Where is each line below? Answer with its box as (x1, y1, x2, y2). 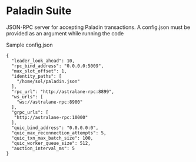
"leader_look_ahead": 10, (11, 58, 75, 64)
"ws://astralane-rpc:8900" (16, 99, 83, 105)
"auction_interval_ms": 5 (11, 146, 75, 151)
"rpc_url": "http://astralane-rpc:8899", (11, 88, 115, 95)
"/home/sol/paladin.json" (16, 78, 81, 84)
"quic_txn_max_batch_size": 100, (11, 135, 94, 141)
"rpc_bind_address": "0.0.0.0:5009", (11, 63, 104, 69)
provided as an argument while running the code (6, 29, 124, 37)
